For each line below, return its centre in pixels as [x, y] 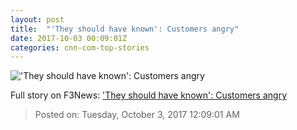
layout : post [37, 19]
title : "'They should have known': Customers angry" [125, 29]
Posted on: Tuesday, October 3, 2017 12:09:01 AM [137, 115]
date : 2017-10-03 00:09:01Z [69, 38]
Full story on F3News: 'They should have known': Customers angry [149, 95]
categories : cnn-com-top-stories [80, 47]
